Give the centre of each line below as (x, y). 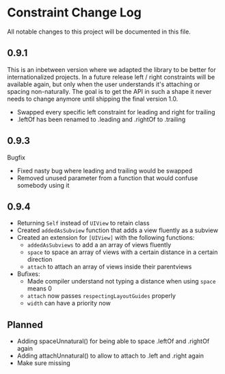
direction (40, 260)
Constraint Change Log (74, 13)
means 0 (40, 288)
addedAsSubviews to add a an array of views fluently (99, 245)
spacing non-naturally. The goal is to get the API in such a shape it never (109, 91)
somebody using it (43, 185)
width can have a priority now (69, 303)
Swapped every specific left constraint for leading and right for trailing (116, 112)
